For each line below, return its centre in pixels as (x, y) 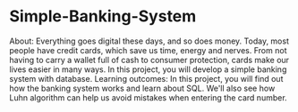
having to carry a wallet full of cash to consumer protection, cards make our (149, 60)
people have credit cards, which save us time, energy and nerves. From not (148, 50)
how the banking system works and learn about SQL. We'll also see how (142, 88)
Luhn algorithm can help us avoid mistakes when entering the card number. (149, 97)
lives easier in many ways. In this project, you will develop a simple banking (148, 69)
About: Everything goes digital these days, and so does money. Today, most (149, 41)
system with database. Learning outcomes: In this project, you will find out (146, 78)
